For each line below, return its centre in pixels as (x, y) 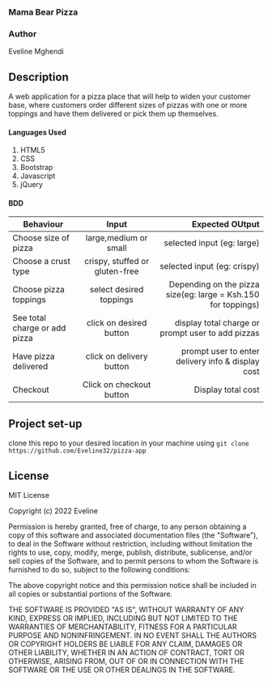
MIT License (29, 496)
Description (38, 77)
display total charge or (217, 323)
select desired (117, 290)
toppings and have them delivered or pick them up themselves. (113, 114)
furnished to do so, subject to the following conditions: (99, 570)
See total (30, 318)
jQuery (31, 185)
